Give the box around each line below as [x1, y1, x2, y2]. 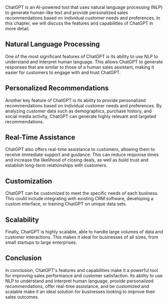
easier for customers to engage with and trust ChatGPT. [5, 69, 121, 75]
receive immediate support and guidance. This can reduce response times [5, 151, 159, 158]
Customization [5, 177, 53, 185]
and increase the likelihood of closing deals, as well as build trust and [5, 157, 149, 163]
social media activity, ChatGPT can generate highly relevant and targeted [5, 113, 156, 119]
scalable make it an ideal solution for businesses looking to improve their [5, 288, 155, 294]
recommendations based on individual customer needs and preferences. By [5, 102, 162, 108]
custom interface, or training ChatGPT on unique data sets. [5, 201, 127, 207]
